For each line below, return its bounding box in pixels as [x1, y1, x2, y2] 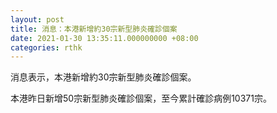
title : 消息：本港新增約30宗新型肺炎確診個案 [10, 24, 178, 34]
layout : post [10, 14, 65, 25]
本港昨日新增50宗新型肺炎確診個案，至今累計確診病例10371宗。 [10, 92, 272, 105]
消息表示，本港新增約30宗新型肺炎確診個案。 [10, 71, 197, 83]
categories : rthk [10, 42, 83, 53]
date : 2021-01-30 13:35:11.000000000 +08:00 [10, 33, 199, 43]
